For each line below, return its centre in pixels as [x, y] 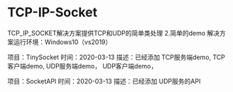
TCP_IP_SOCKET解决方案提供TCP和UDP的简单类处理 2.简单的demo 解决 [114, 33]
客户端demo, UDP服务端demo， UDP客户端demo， [82, 66]
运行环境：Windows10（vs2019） [63, 42]
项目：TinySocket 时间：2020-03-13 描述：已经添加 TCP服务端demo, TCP [116, 57]
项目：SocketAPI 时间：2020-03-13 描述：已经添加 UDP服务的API [104, 81]
